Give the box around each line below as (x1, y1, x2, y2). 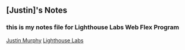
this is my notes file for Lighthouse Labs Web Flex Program (6, 23, 180, 32)
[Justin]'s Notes (6, 5, 67, 15)
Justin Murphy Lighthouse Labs (6, 36, 84, 44)
